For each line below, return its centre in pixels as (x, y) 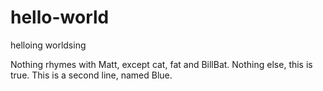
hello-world (60, 17)
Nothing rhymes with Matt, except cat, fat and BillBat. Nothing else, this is (161, 64)
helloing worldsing (48, 45)
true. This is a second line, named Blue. (91, 75)
